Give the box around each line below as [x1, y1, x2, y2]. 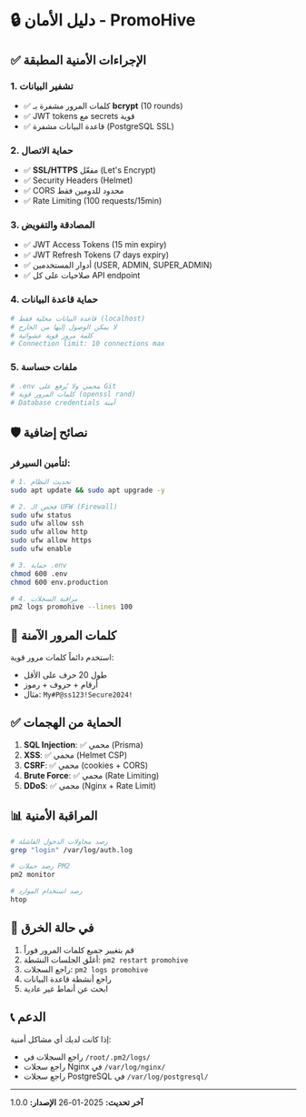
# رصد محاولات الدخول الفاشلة [10, 837, 108, 846]
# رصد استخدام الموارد [10, 887, 83, 896]
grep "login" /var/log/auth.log [10, 845, 133, 854]
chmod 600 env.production [10, 578, 108, 587]
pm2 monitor [10, 870, 55, 880]
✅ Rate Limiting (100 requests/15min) [23, 196, 163, 206]
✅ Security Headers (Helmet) [23, 175, 133, 186]
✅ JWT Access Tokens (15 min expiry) [23, 239, 167, 250]
